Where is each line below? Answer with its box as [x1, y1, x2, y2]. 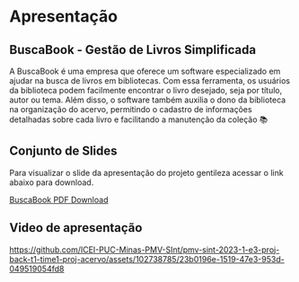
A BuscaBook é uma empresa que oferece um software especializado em [9, 66, 281, 76]
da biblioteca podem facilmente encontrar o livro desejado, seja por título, [9, 85, 283, 95]
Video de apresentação [9, 220, 143, 235]
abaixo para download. [9, 177, 94, 188]
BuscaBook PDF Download [9, 194, 109, 205]
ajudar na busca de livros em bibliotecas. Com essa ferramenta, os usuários [9, 75, 290, 86]
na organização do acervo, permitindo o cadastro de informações [9, 104, 253, 114]
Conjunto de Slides [9, 144, 119, 159]
